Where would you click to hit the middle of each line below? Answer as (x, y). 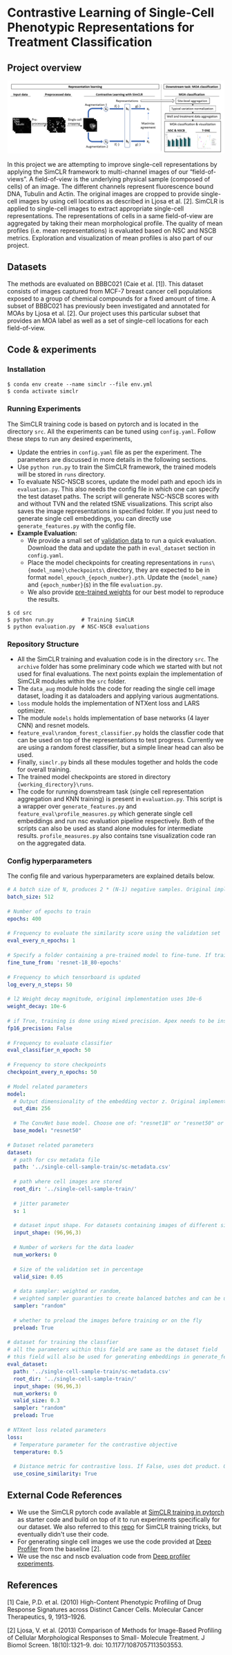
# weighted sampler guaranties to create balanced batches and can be (117, 1299)
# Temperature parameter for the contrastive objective (95, 1444)
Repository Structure (43, 644)
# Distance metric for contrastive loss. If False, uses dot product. (117, 1467)
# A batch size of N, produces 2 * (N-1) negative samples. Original (109, 890)
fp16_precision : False (40, 1028)
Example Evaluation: (47, 533)
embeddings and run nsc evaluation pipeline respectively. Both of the (116, 821)
